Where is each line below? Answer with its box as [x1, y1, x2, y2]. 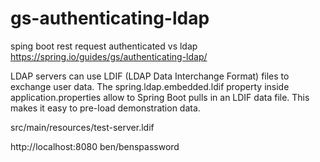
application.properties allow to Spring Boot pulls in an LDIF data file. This [10, 91, 310, 103]
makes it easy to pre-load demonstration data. [10, 102, 201, 114]
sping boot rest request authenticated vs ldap [10, 40, 198, 52]
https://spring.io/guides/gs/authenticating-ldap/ [10, 50, 208, 62]
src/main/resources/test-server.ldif [10, 121, 155, 133]
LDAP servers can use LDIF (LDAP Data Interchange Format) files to [10, 70, 290, 82]
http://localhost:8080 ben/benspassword [10, 140, 180, 152]
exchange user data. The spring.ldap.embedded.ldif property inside [10, 80, 290, 92]
